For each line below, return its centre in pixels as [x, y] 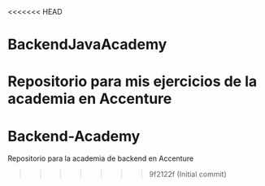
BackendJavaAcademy [87, 45]
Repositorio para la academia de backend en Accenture [101, 158]
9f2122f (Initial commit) [188, 175]
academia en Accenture [90, 99]
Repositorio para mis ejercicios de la [132, 82]
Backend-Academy [74, 136]
